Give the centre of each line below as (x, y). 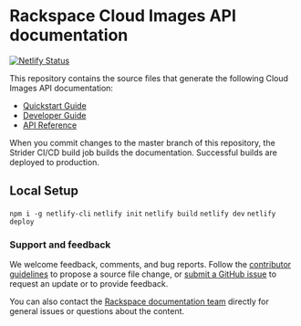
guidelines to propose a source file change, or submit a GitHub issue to (143, 274)
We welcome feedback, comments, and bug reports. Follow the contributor (150, 265)
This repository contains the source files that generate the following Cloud (149, 78)
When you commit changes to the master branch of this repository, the (142, 142)
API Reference (50, 125)
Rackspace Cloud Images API (123, 16)
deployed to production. (55, 162)
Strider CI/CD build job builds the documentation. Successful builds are (144, 152)
